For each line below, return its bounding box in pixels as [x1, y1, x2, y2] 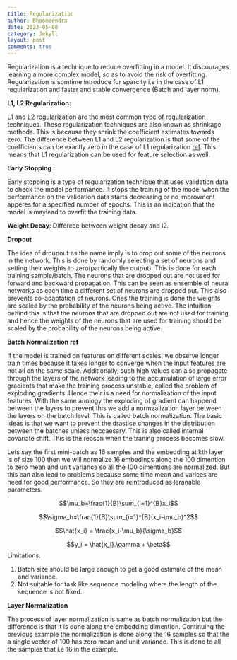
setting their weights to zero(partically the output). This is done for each [7, 264, 217, 272]
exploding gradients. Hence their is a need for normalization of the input [7, 389, 217, 397]
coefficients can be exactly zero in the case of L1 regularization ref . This [7, 143, 217, 151]
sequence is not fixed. [17, 588, 83, 596]
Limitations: [7, 551, 41, 560]
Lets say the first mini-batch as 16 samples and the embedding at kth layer [7, 448, 224, 456]
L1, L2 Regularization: [7, 99, 72, 107]
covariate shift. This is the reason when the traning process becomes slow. [7, 434, 225, 442]
